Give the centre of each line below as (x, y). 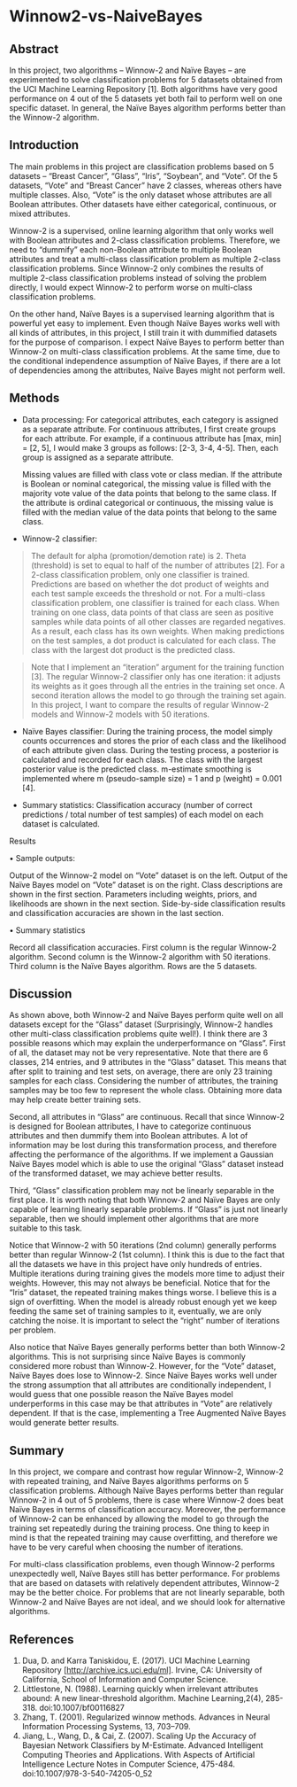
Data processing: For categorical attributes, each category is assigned (150, 419)
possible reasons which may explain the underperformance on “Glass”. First (147, 1044)
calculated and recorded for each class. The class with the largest (142, 759)
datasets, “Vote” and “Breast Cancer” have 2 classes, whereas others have (146, 185)
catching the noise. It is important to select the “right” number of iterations (145, 1321)
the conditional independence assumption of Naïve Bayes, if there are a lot (145, 361)
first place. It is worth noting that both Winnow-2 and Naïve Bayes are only (145, 1200)
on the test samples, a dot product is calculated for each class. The (153, 641)
